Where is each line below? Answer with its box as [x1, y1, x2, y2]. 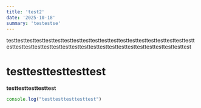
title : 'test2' [6, 8, 45, 15]
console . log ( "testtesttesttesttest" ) [6, 96, 102, 103]
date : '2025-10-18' [6, 15, 56, 21]
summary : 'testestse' [6, 20, 61, 26]
